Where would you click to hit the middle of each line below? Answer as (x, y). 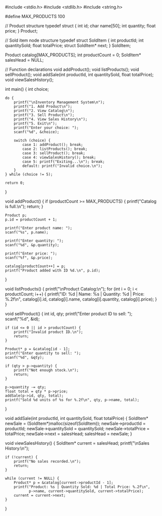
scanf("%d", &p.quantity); (32, 245)
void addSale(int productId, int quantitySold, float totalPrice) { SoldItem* (77, 418)
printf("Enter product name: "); (39, 228)
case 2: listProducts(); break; (55, 149)
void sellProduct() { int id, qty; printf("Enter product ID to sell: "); (69, 314)
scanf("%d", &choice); (37, 132)
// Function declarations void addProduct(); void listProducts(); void (72, 69)
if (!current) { (21, 457)
